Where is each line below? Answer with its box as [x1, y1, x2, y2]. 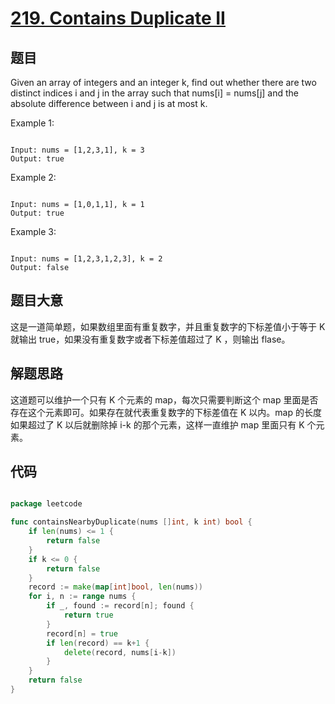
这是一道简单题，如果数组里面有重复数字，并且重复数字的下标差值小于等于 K [10, 320, 326, 332]
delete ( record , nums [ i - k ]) [63, 647, 177, 657]
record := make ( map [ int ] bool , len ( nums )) [28, 582, 203, 592]
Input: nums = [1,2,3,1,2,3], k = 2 [10, 254, 163, 264]
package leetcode [10, 499, 83, 509]
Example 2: [10, 172, 57, 183]
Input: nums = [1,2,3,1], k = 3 [10, 145, 145, 155]
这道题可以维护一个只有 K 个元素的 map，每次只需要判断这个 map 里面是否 [10, 393, 319, 406]
